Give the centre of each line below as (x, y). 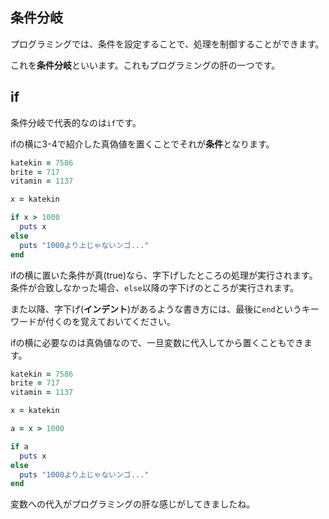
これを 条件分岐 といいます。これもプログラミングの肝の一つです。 (145, 65)
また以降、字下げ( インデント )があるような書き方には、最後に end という (156, 309)
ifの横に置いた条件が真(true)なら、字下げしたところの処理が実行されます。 (164, 275)
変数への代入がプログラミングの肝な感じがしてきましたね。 (133, 504)
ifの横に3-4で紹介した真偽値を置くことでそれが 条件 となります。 (142, 144)
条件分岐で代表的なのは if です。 (76, 122)
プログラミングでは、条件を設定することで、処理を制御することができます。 (167, 44)
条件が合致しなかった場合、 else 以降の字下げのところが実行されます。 (155, 287)
